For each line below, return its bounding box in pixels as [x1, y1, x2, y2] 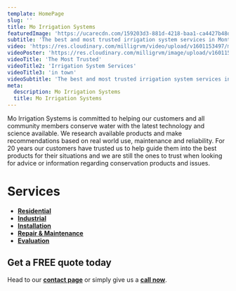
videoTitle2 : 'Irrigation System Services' [7, 62, 137, 69]
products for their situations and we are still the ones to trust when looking [7, 151, 223, 160]
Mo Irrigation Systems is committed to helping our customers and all [7, 114, 205, 123]
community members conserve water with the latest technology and [7, 122, 205, 130]
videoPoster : [7, 50, 46, 57]
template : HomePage [7, 10, 65, 18]
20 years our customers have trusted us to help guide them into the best [7, 144, 217, 152]
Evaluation [17, 236, 50, 245]
